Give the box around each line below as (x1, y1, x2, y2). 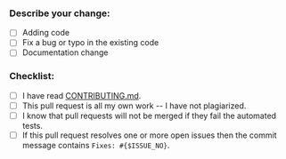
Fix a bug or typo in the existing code (21, 37, 159, 48)
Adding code (21, 28, 69, 38)
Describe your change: (9, 7, 110, 20)
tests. (21, 120, 43, 131)
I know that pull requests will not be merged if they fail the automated (21, 110, 277, 121)
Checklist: (9, 70, 55, 83)
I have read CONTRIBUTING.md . (21, 90, 142, 100)
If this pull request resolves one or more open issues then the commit (21, 130, 277, 140)
